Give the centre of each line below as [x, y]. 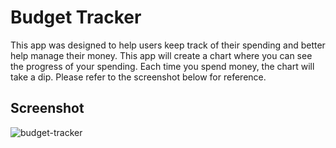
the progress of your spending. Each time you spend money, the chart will [162, 66]
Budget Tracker [76, 17]
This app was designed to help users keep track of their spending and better [168, 45]
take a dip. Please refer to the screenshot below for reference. [138, 77]
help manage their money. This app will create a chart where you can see [161, 55]
